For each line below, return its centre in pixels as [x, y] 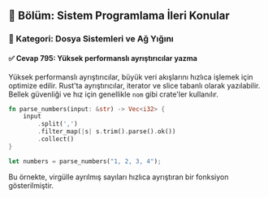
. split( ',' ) [58, 124]
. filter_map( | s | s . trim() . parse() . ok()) [107, 131]
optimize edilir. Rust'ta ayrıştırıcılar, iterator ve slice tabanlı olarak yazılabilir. [134, 85]
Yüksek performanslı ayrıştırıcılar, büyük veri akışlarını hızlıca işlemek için [131, 77]
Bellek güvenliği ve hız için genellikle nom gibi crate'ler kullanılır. [114, 94]
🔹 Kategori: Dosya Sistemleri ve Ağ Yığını [91, 39]
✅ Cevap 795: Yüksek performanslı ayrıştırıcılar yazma [103, 58]
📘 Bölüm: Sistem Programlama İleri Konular [119, 16]
